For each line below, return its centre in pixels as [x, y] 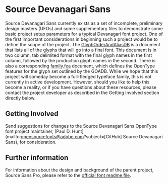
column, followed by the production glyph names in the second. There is [80, 60]
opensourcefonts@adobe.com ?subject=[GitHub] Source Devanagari [92, 136]
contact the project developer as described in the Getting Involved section [82, 93]
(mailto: [13, 136]
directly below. [20, 98]
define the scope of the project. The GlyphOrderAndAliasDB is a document [83, 44]
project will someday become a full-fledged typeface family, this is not [78, 76]
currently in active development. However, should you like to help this [77, 82]
